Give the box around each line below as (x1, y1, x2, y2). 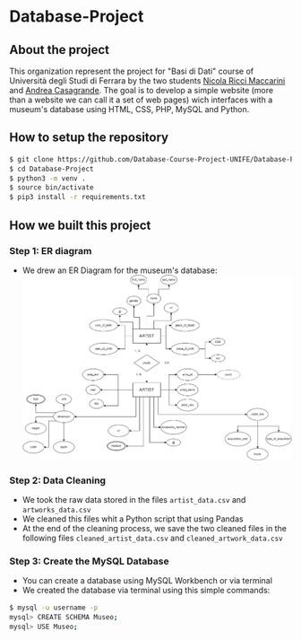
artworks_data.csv (21, 505, 91, 515)
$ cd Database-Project (9, 164, 94, 173)
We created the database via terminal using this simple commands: (21, 585, 271, 596)
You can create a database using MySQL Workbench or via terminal (21, 575, 273, 586)
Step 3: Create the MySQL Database (9, 555, 169, 567)
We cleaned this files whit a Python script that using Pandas (21, 513, 244, 524)
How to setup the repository (9, 130, 168, 145)
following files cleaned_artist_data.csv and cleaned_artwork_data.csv (21, 532, 284, 544)
